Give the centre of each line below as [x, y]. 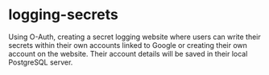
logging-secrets [63, 15]
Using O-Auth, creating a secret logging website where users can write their [135, 37]
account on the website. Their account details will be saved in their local [128, 53]
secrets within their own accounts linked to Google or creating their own [128, 45]
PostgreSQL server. [41, 62]
